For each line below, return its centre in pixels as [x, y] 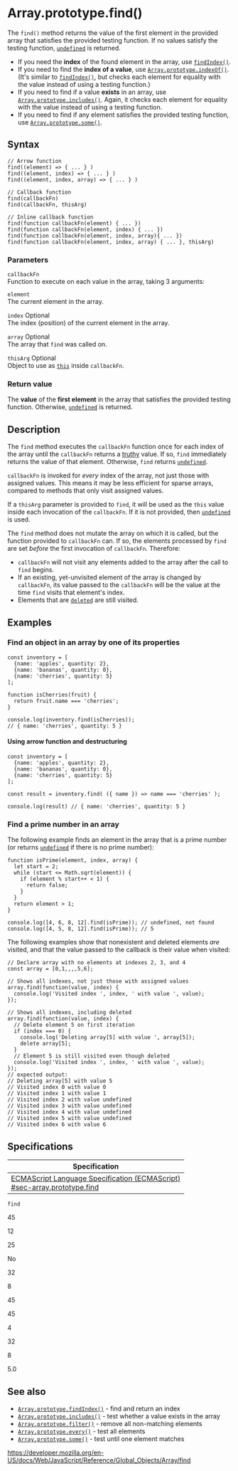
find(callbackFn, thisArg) [47, 204]
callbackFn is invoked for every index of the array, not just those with [108, 475]
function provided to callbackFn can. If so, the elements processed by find [117, 541]
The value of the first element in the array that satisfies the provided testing [119, 399]
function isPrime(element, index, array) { [73, 860]
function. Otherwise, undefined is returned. [70, 407]
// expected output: [38, 1075]
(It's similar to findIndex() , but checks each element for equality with [119, 77]
